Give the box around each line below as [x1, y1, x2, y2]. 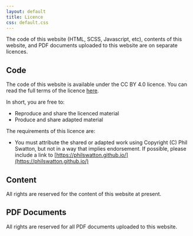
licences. [6, 48, 28, 55]
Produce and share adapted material [14, 116, 104, 124]
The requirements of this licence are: [6, 128, 96, 135]
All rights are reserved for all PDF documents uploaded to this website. [6, 223, 178, 230]
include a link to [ [14, 151, 57, 159]
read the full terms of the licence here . [6, 87, 99, 94]
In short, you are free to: [6, 98, 65, 106]
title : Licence [6, 14, 44, 20]
